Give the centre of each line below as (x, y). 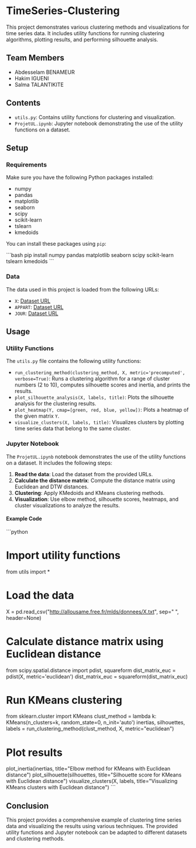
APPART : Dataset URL (39, 307)
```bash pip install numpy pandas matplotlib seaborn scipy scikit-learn (90, 255)
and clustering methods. (35, 839)
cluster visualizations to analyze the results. (67, 505)
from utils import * (28, 571)
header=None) (24, 618)
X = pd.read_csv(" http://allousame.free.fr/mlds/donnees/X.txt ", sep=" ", (92, 612)
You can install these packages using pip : (56, 244)
